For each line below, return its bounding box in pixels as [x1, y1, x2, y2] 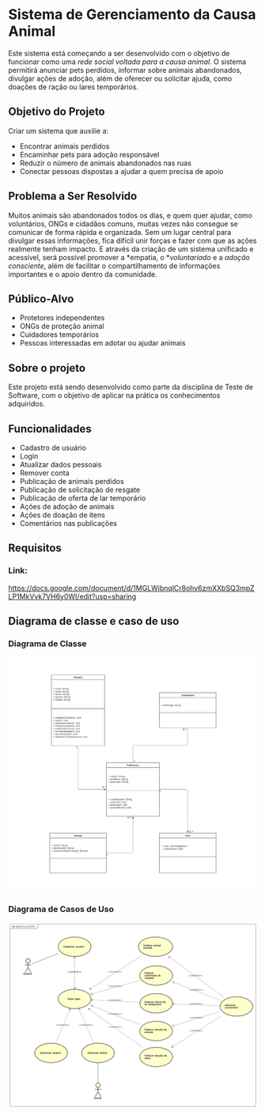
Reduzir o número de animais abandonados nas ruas [19, 158, 192, 168]
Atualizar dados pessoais [19, 460, 102, 469]
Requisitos [8, 542, 62, 555]
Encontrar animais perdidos [19, 141, 110, 151]
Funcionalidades [8, 421, 93, 436]
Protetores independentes [19, 313, 105, 323]
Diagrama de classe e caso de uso [8, 614, 180, 628]
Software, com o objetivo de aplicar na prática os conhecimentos [8, 391, 221, 400]
